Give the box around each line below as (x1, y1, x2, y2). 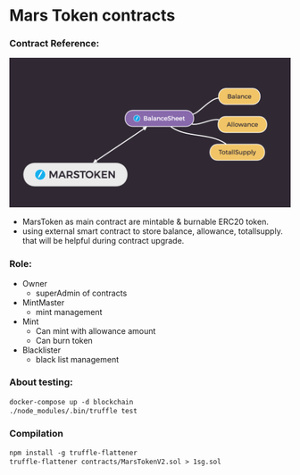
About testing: (9, 376, 73, 388)
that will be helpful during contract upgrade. (21, 236, 185, 246)
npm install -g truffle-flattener (9, 448, 138, 458)
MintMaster (21, 296, 65, 308)
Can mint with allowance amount (35, 325, 156, 336)
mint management (35, 306, 103, 317)
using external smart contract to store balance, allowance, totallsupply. (21, 226, 283, 237)
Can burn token (35, 335, 94, 346)
